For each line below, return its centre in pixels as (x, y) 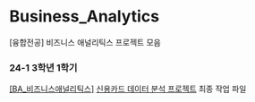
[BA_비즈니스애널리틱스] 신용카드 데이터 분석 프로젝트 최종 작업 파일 (128, 89)
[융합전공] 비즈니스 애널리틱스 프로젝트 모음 (85, 42)
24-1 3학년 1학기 (43, 67)
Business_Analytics (84, 17)
